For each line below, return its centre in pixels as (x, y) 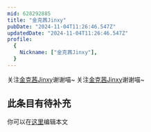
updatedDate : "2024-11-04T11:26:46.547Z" (68, 33)
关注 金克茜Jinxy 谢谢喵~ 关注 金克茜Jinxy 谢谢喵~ (76, 79)
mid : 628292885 (29, 14)
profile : (20, 40)
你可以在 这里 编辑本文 (37, 122)
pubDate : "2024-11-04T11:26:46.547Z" (62, 26)
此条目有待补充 (39, 104)
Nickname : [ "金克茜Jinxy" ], (59, 53)
